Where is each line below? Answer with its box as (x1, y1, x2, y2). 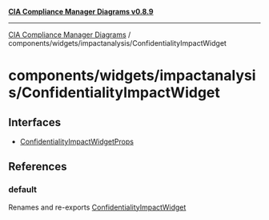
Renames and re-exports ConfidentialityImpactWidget (8, 202, 187, 212)
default (8, 184, 38, 195)
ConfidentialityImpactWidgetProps (19, 136, 134, 146)
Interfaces (8, 116, 62, 129)
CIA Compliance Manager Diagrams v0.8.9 (8, 7, 154, 16)
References (8, 160, 67, 173)
